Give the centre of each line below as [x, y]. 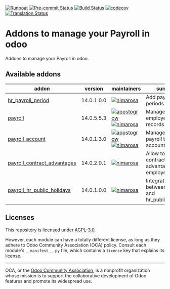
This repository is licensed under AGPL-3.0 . [51, 230]
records [155, 124]
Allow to [156, 153]
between [156, 187]
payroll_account [27, 139]
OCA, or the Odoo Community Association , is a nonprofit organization [78, 270]
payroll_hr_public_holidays [39, 190]
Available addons [33, 74]
